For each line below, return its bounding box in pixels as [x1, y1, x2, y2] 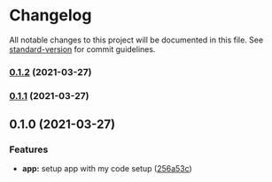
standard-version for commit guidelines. [9, 43, 156, 54]
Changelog [9, 5, 92, 26]
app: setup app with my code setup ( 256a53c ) [21, 163, 192, 174]
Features [9, 143, 49, 155]
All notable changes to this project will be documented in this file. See [9, 34, 264, 45]
